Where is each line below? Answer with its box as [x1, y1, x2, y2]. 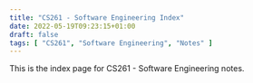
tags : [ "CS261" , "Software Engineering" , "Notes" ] [9, 38, 213, 48]
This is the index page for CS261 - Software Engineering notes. [9, 63, 245, 74]
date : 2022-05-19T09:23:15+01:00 [9, 22, 136, 31]
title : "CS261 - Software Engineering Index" [9, 13, 184, 23]
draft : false [9, 30, 59, 39]
